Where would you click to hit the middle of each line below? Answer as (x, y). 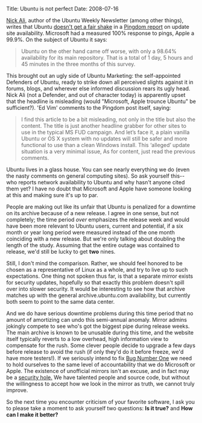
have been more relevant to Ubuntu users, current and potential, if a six (95, 226)
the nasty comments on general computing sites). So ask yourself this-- (96, 176)
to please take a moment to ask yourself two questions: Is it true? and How (99, 408)
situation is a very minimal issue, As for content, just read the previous (108, 151)
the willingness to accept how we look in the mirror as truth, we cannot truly (100, 384)
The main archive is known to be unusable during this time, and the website (100, 333)
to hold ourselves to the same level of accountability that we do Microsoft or (101, 365)
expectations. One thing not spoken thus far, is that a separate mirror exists (100, 276)
